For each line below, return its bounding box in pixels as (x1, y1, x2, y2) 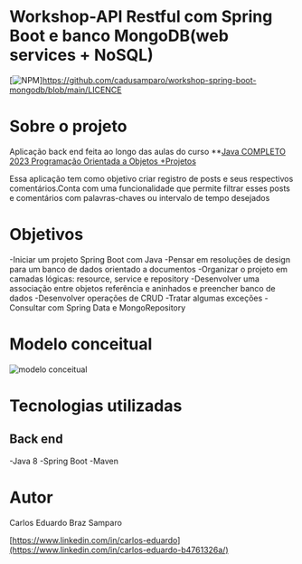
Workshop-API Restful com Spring (9, 6, 273, 27)
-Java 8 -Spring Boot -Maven (9, 455, 119, 466)
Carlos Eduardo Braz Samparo (9, 517, 122, 528)
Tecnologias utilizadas (9, 396, 183, 416)
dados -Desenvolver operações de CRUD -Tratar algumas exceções (9, 292, 263, 303)
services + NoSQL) (9, 45, 154, 65)
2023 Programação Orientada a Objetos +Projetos (9, 156, 197, 167)
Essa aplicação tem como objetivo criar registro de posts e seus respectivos (9, 173, 294, 184)
